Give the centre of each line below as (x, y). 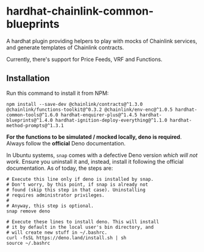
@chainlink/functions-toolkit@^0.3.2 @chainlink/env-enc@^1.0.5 (90, 110)
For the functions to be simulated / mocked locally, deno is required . (94, 137)
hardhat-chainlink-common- (80, 11)
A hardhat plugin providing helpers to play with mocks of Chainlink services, (102, 41)
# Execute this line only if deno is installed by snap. (80, 179)
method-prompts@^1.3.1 (35, 125)
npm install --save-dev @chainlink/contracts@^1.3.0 (75, 104)
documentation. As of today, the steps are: (60, 168)
